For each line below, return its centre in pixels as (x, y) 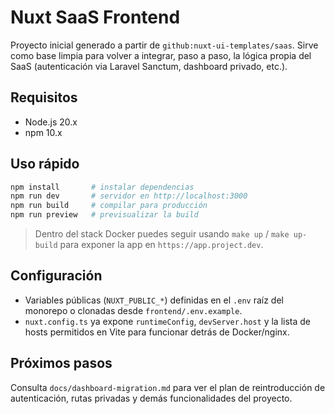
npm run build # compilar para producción (109, 206)
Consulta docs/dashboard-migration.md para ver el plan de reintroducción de (168, 387)
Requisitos (44, 97)
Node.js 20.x (51, 122)
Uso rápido (45, 164)
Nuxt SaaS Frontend (95, 17)
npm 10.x (43, 132)
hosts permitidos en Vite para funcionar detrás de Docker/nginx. (157, 332)
